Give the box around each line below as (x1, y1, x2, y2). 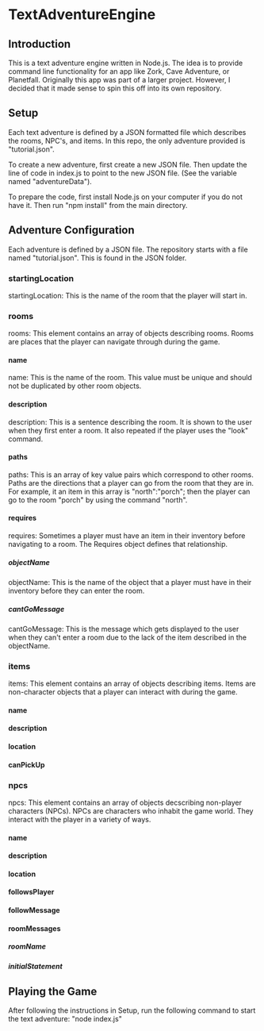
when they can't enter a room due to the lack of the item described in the (8, 633, 247, 642)
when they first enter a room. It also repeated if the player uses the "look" (8, 425, 249, 435)
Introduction (8, 37, 71, 51)
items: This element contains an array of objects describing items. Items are (8, 679, 256, 688)
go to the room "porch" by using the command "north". (8, 494, 188, 505)
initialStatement (8, 962, 63, 971)
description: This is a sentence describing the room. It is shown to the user (8, 417, 252, 426)
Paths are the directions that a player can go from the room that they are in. (8, 478, 254, 487)
